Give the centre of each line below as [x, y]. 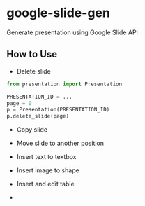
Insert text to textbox [46, 157]
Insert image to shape [48, 170]
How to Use [32, 54]
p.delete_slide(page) [38, 116]
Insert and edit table [45, 184]
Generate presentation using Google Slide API [72, 32]
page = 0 [19, 103]
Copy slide [32, 130]
